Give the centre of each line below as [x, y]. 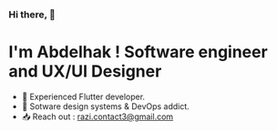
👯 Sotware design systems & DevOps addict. [106, 106]
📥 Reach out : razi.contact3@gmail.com [97, 116]
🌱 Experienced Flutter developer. [83, 96]
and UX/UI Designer [85, 71]
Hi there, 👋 [32, 15]
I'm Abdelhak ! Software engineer [138, 52]
